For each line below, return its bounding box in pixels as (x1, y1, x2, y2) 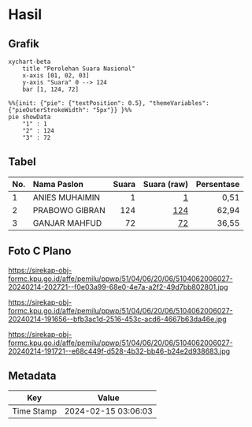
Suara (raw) (143, 178, 189, 189)
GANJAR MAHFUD (32, 217, 102, 228)
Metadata (8, 369, 57, 383)
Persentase (195, 178, 240, 189)
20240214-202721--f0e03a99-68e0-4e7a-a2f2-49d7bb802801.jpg (8, 282, 228, 291)
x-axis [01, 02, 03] (22, 72, 90, 80)
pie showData (8, 113, 51, 121)
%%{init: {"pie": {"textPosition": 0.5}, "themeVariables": (8, 99, 210, 107)
